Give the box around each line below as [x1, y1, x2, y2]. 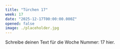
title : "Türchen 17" [5, 7, 48, 12]
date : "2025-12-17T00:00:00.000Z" [5, 16, 77, 21]
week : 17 [5, 12, 23, 17]
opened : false [5, 21, 35, 26]
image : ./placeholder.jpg [5, 26, 59, 31]
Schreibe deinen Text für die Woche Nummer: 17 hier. [5, 39, 115, 45]
